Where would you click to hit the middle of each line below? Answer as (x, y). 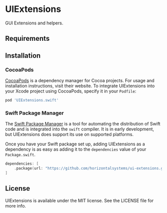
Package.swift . (20, 155)
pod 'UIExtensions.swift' (32, 101)
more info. (16, 206)
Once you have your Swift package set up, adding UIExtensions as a (75, 144)
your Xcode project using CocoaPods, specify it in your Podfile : (71, 91)
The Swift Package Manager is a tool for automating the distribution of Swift (83, 124)
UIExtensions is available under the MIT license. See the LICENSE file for (80, 201)
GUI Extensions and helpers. (34, 23)
